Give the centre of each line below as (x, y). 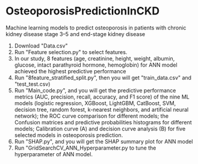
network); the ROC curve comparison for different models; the (91, 116)
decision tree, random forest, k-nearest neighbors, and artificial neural (101, 109)
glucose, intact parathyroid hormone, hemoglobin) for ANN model (96, 65)
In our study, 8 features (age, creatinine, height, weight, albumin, (94, 58)
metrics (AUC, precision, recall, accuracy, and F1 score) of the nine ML (102, 97)
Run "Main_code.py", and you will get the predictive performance (95, 90)
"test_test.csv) (32, 84)
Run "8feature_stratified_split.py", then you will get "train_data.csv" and (103, 77)
